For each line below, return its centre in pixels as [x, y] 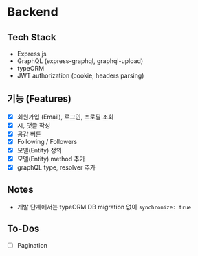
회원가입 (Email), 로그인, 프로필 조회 [65, 117]
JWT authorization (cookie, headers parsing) [80, 75]
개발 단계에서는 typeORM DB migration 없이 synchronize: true [104, 207]
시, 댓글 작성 [34, 125]
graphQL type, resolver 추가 [56, 167]
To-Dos [23, 229]
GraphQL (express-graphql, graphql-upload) [80, 61]
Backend [33, 12]
